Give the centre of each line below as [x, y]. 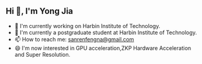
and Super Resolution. [42, 54]
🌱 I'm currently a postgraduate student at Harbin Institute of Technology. [106, 32]
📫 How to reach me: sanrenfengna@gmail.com [74, 39]
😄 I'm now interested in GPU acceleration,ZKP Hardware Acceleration [103, 48]
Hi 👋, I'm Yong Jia [40, 11]
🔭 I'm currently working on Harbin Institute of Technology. [87, 26]
